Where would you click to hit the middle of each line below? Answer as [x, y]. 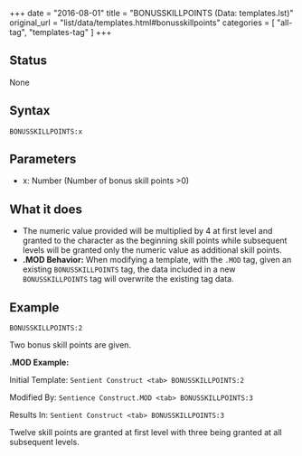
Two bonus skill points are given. [71, 345]
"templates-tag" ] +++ [70, 32]
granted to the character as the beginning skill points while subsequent [155, 241]
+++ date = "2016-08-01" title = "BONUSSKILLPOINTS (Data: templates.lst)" [151, 13]
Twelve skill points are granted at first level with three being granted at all [146, 433]
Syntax [30, 111]
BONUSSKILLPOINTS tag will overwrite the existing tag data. [128, 279]
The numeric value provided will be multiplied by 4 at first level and [147, 231]
